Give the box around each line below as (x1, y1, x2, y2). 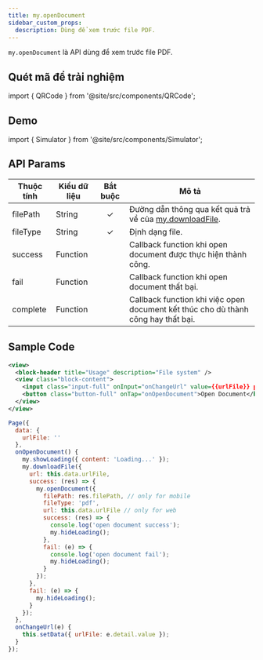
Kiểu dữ (58, 180, 88, 191)
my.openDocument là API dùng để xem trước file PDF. (8, 48, 174, 57)
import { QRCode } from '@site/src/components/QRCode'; (8, 91, 196, 100)
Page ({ (8, 419, 30, 427)
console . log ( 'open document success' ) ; (49, 521, 180, 529)
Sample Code (8, 341, 75, 354)
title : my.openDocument (8, 11, 86, 20)
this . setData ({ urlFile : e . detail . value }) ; (22, 631, 170, 639)
